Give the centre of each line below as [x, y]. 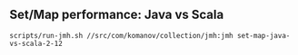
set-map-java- [263, 35]
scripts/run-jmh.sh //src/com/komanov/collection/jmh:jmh [121, 35]
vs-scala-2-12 [36, 43]
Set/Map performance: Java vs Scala [117, 15]
